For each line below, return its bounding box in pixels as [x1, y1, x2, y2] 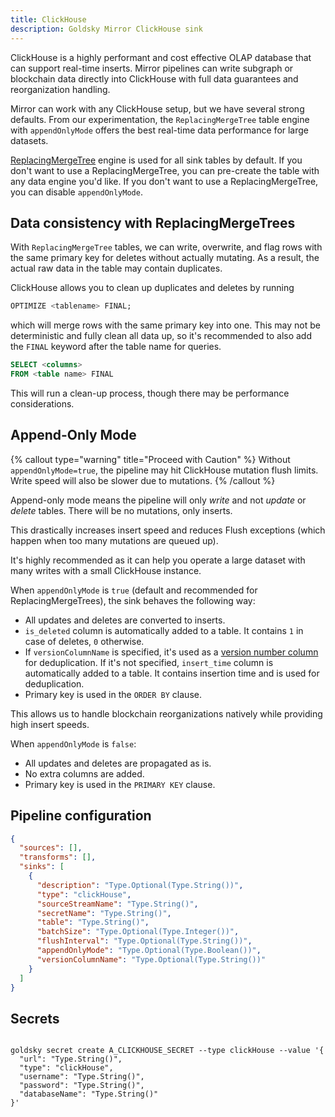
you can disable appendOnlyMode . [10, 186, 143, 198]
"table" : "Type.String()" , [36, 917, 150, 928]
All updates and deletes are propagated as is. [24, 757, 212, 769]
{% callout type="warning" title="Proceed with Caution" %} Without [10, 453, 291, 465]
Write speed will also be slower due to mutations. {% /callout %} [10, 474, 276, 486]
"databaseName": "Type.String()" [19, 1089, 159, 1100]
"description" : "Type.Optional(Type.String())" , [36, 880, 244, 890]
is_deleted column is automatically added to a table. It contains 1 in [24, 624, 304, 636]
